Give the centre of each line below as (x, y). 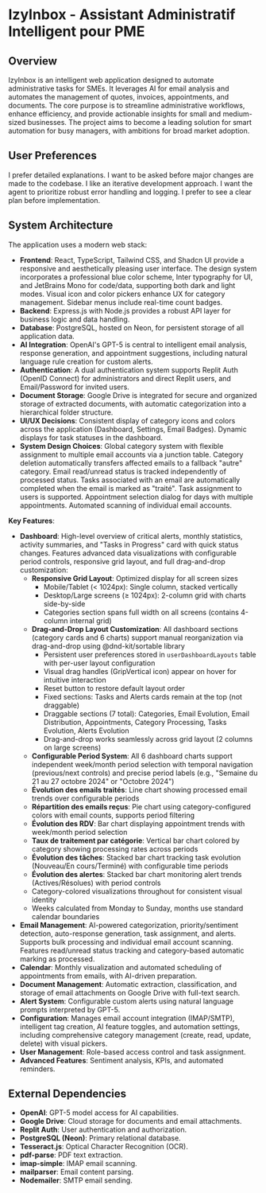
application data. (47, 336)
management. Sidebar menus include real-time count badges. (121, 302)
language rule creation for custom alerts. (86, 361)
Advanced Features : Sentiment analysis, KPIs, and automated (121, 1060)
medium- (237, 114)
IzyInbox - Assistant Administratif (122, 15)
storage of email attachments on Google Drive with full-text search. (130, 992)
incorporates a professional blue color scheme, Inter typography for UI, (136, 277)
